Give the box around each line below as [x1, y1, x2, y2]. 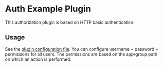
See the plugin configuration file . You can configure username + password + [5, 46, 159, 52]
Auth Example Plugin [5, 3, 91, 14]
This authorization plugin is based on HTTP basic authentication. [5, 19, 135, 25]
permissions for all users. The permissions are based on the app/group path [5, 51, 158, 57]
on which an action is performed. [5, 56, 72, 62]
